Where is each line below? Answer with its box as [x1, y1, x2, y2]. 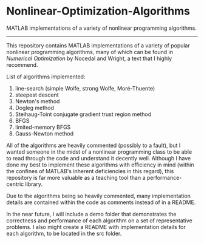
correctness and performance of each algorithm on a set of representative [6, 217, 192, 224]
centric [6, 180, 24, 188]
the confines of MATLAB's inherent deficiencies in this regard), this [6, 167, 174, 174]
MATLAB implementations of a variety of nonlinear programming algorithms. [6, 24, 197, 32]
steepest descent [15, 91, 59, 98]
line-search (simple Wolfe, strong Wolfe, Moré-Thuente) [15, 84, 155, 92]
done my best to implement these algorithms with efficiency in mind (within [6, 161, 194, 168]
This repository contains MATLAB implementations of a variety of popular [6, 41, 190, 49]
